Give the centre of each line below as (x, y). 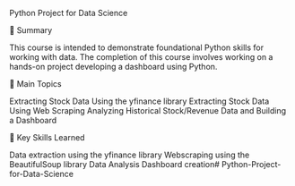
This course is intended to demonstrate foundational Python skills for (137, 47)
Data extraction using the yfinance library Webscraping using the (130, 155)
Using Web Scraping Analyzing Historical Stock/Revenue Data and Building (148, 110)
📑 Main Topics (35, 84)
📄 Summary (31, 30)
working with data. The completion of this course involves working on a (141, 57)
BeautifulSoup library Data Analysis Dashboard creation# (114, 164)
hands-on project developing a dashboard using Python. (113, 67)
